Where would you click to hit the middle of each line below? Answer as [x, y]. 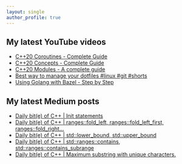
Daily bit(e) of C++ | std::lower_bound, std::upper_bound [86, 135]
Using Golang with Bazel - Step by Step [64, 82]
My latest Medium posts [53, 101]
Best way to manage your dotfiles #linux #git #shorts [81, 76]
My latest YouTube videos [56, 42]
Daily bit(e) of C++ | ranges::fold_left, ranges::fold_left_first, [89, 122]
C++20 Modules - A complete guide [60, 70]
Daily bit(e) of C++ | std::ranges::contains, [68, 142]
